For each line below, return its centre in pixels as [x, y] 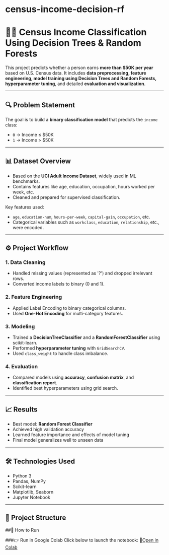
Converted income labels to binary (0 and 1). [58, 284]
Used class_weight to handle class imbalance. [60, 354]
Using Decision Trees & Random [73, 43]
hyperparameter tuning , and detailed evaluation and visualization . [75, 84]
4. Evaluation [22, 366]
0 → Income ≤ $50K [33, 134]
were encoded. [28, 227]
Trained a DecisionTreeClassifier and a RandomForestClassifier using [86, 337]
